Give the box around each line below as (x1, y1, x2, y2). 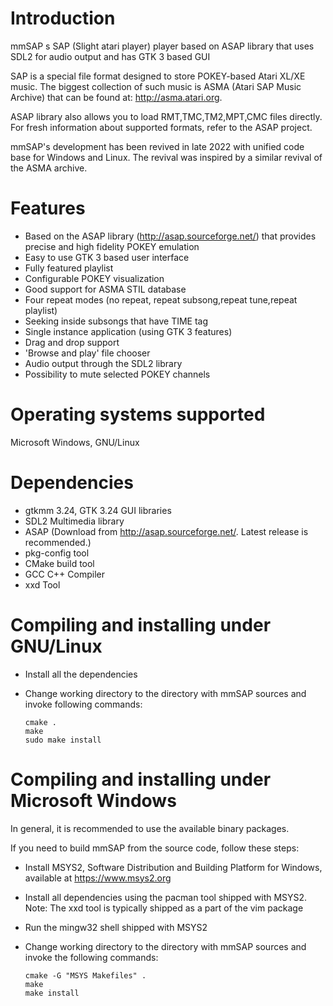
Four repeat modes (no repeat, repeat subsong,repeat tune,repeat (24, 293, 298, 306)
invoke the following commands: (24, 951, 159, 963)
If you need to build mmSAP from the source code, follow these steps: (10, 842, 300, 854)
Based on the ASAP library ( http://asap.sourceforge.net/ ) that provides (24, 230, 317, 242)
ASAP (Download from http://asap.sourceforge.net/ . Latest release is (24, 525, 309, 537)
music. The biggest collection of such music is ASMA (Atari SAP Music (10, 80, 302, 92)
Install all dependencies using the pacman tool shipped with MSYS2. (24, 891, 308, 903)
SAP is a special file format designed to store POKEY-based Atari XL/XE (10, 70, 306, 82)
